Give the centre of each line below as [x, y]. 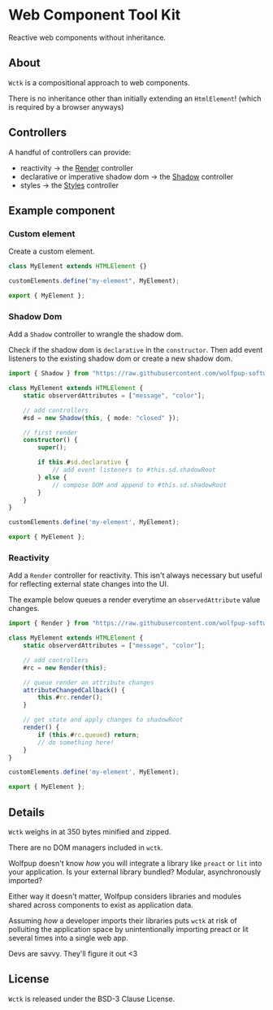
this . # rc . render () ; [71, 698]
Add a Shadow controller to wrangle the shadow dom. [96, 334]
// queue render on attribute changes [89, 683]
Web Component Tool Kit [95, 15]
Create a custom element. [52, 251]
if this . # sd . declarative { [83, 462]
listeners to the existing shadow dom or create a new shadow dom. [121, 358]
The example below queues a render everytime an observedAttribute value [134, 600]
